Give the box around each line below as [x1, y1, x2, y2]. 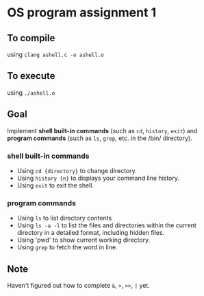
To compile [7, 32, 55, 44]
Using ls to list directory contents [16, 214, 112, 223]
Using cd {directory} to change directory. [16, 166, 137, 174]
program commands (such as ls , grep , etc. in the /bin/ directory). [7, 134, 193, 142]
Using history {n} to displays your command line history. [16, 174, 180, 182]
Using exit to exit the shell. [16, 181, 94, 190]
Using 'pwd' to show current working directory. [16, 236, 151, 244]
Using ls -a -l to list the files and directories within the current [16, 221, 196, 229]
